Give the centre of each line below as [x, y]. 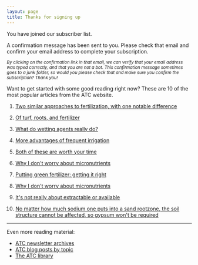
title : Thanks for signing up [44, 17]
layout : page [23, 11]
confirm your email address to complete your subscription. [78, 51]
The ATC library [34, 256]
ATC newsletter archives [45, 243]
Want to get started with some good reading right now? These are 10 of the [98, 88]
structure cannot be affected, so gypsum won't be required [87, 214]
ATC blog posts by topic [44, 249]
